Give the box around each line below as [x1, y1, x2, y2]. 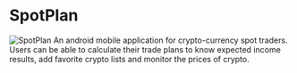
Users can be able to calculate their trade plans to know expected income [9, 44, 282, 54]
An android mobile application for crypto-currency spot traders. [53, 35, 288, 45]
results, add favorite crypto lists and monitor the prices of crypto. [9, 53, 250, 64]
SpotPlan [9, 5, 79, 26]
